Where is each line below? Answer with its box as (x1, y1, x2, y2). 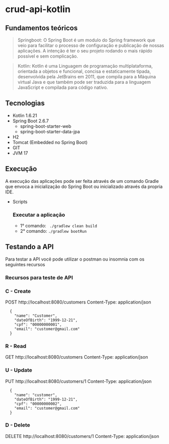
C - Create (5, 287, 31, 294)
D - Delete (5, 422, 30, 429)
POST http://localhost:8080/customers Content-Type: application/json (5, 299, 151, 305)
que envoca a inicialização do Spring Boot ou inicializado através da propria (5, 183, 163, 189)
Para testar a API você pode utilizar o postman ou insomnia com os (5, 256, 145, 262)
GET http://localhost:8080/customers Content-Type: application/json (5, 354, 148, 360)
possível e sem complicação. (17, 53, 78, 59)
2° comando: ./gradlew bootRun (20, 228, 87, 234)
